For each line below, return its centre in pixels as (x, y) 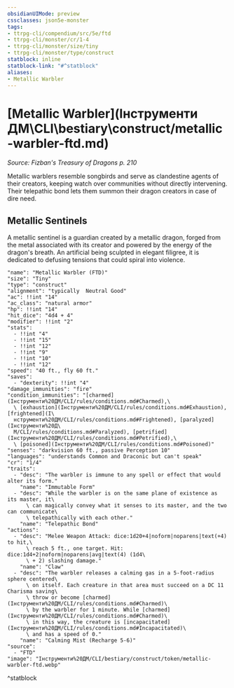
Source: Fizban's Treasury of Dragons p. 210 (72, 163)
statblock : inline (34, 60)
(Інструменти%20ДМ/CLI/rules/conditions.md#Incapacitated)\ (97, 628)
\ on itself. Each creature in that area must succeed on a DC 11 (125, 586)
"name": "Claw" (42, 567)
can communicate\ (33, 512)
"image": (20, 659)
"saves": (20, 377)
